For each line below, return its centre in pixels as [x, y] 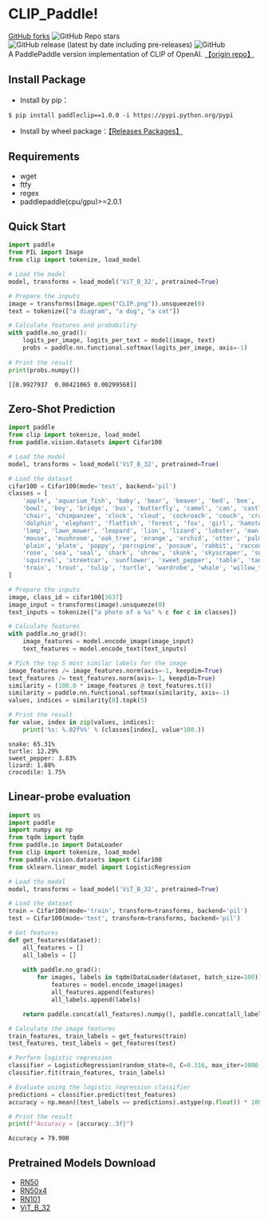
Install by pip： [44, 100]
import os [25, 815]
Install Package [47, 80]
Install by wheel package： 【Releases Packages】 [101, 131]
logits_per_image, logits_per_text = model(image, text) [119, 341]
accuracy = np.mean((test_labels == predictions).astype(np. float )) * [128, 1102]
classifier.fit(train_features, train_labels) [87, 1073]
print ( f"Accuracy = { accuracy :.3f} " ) [71, 1124]
